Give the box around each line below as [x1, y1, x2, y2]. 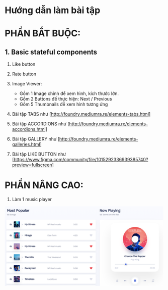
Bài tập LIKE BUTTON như [12, 151, 66, 157]
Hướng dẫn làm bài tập [5, 5, 101, 16]
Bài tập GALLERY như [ [12, 136, 60, 142]
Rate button [12, 71, 36, 77]
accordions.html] [12, 126, 47, 132]
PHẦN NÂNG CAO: [5, 179, 83, 191]
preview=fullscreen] [12, 162, 54, 168]
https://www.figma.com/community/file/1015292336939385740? [14, 157, 148, 163]
